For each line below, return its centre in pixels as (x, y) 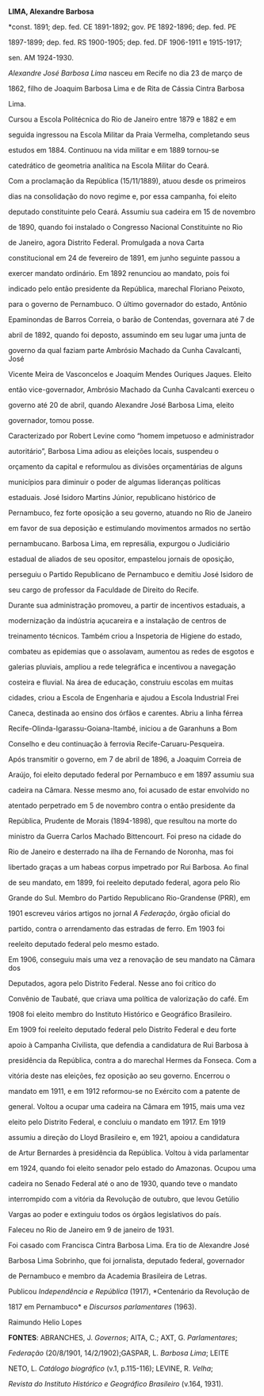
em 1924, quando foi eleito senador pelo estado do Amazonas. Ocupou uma (132, 1168)
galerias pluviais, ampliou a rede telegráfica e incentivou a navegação (122, 667)
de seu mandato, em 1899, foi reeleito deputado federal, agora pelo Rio (124, 882)
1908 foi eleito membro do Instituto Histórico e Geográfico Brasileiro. (120, 1014)
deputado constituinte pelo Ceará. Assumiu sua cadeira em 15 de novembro (132, 211)
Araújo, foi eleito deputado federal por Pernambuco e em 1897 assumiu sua (132, 775)
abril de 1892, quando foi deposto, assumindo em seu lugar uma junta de (127, 335)
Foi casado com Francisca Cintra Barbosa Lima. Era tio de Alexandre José (129, 1245)
